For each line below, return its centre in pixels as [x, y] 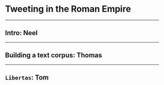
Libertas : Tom [27, 77]
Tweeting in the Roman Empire [68, 9]
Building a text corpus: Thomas [54, 55]
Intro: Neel [21, 33]
